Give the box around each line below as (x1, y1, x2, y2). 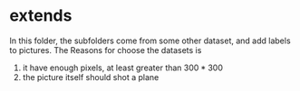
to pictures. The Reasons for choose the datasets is (9, 44, 202, 55)
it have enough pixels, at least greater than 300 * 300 (22, 62, 224, 73)
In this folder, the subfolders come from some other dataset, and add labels (9, 35, 292, 46)
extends (9, 5, 73, 26)
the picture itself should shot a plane (22, 71, 160, 82)
